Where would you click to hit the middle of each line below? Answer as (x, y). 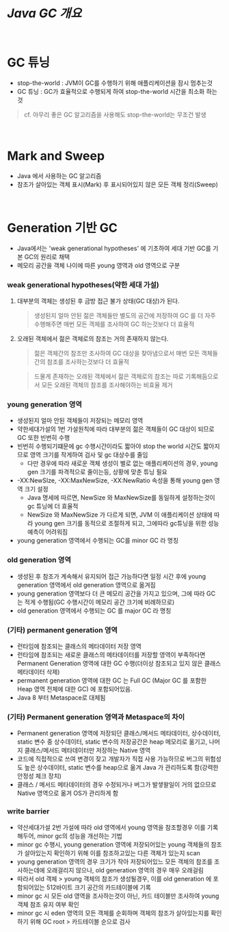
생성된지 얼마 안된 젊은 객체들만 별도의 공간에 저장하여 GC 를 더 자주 (125, 316)
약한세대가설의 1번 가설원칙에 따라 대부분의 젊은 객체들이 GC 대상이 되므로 (116, 429)
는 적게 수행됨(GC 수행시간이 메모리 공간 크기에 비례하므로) (96, 602)
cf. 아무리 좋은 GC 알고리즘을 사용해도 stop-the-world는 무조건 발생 (115, 114)
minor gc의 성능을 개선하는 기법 (80, 835)
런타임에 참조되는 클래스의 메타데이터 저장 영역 (79, 646)
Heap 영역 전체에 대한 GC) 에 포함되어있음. (75, 689)
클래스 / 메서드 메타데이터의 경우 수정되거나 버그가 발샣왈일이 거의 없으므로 (117, 785)
